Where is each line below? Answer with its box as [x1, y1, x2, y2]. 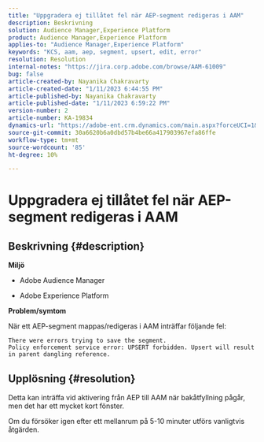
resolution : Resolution [8, 56, 86, 64]
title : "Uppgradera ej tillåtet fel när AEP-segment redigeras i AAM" [8, 11, 244, 20]
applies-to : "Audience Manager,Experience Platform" [8, 41, 185, 49]
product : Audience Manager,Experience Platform [8, 33, 167, 42]
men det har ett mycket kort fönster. [8, 401, 124, 410]
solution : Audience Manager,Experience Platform [8, 26, 170, 34]
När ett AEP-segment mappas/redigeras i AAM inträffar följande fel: [8, 321, 226, 331]
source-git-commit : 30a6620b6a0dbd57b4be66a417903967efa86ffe [8, 128, 216, 136]
